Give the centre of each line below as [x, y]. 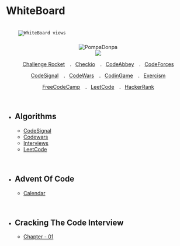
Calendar [34, 193]
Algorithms [35, 117]
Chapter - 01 [38, 237]
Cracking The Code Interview [69, 222]
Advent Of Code [44, 179]
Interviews [36, 143]
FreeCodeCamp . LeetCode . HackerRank [98, 86]
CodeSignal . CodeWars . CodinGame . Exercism [98, 75]
